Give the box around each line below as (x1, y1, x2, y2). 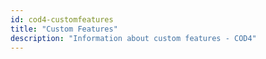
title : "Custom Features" (10, 24, 118, 34)
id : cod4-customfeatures (10, 14, 114, 25)
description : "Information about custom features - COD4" (10, 33, 257, 43)
